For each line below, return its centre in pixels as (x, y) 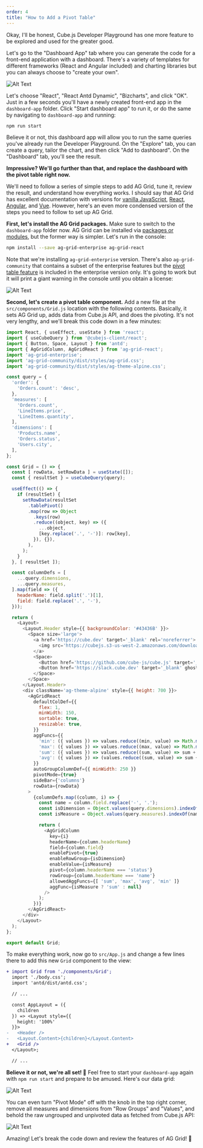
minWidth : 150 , (58, 713)
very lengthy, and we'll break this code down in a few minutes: (84, 322)
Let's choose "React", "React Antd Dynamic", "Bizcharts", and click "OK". (97, 96)
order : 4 (17, 12)
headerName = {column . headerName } (90, 842)
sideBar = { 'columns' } (59, 780)
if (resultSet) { (39, 495)
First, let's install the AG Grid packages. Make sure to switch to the (91, 224)
